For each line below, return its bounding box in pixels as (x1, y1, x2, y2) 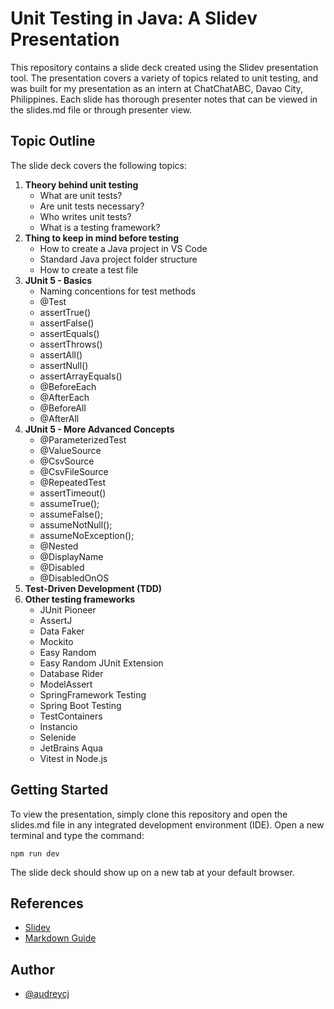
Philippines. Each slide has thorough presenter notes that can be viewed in (10, 93, 318, 105)
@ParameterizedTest (39, 433, 127, 446)
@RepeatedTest (39, 476, 107, 488)
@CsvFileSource (39, 465, 109, 477)
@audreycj (24, 988, 70, 1000)
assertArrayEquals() (39, 370, 123, 382)
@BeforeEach (39, 380, 97, 392)
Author (10, 961, 55, 978)
